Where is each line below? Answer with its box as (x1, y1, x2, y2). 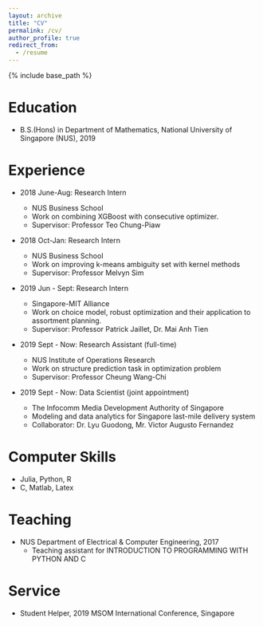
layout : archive (8, 11, 62, 20)
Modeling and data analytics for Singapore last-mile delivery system (31, 411, 256, 421)
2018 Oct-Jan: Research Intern (19, 235, 121, 245)
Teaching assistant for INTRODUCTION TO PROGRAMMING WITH (31, 545, 249, 555)
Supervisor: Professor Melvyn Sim (31, 268, 144, 278)
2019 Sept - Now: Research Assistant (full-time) (19, 340, 177, 349)
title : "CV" (8, 19, 48, 27)
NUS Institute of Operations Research (31, 355, 155, 364)
